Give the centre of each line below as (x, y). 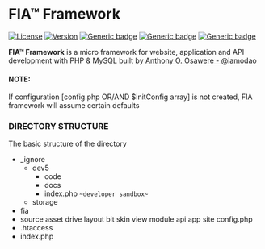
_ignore (33, 160)
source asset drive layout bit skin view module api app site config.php (136, 219)
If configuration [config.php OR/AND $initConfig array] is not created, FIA (130, 97)
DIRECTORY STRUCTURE (59, 127)
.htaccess (36, 228)
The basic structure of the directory (68, 144)
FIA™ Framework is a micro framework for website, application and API (126, 52)
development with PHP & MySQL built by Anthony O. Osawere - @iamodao (132, 60)
